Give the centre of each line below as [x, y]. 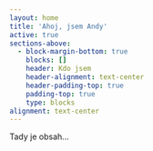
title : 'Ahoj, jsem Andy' [58, 26]
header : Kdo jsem [59, 69]
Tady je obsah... [40, 136]
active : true [34, 35]
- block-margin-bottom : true [73, 52]
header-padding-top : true [75, 86]
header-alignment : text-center [85, 77]
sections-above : [40, 43]
